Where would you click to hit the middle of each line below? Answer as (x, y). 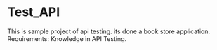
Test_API (34, 12)
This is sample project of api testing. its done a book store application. (109, 31)
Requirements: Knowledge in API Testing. (67, 38)
